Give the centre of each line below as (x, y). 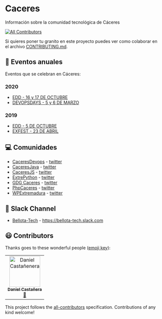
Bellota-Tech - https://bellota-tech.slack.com (58, 220)
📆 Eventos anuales (34, 62)
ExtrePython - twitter (33, 177)
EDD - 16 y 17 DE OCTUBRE (40, 97)
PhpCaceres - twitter (33, 188)
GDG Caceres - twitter (35, 183)
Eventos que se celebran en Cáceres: (43, 74)
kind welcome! (20, 312)
